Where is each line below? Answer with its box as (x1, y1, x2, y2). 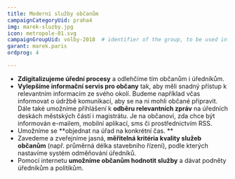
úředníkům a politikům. (17, 164, 84, 172)
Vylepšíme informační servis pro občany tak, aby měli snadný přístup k (17, 82, 227, 90)
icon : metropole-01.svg (7, 29, 77, 37)
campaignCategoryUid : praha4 (7, 17, 93, 24)
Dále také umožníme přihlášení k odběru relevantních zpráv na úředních (17, 104, 228, 113)
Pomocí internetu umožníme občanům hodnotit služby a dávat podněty (17, 156, 227, 164)
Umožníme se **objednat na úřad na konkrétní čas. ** (17, 127, 174, 135)
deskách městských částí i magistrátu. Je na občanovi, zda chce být (17, 111, 215, 120)
